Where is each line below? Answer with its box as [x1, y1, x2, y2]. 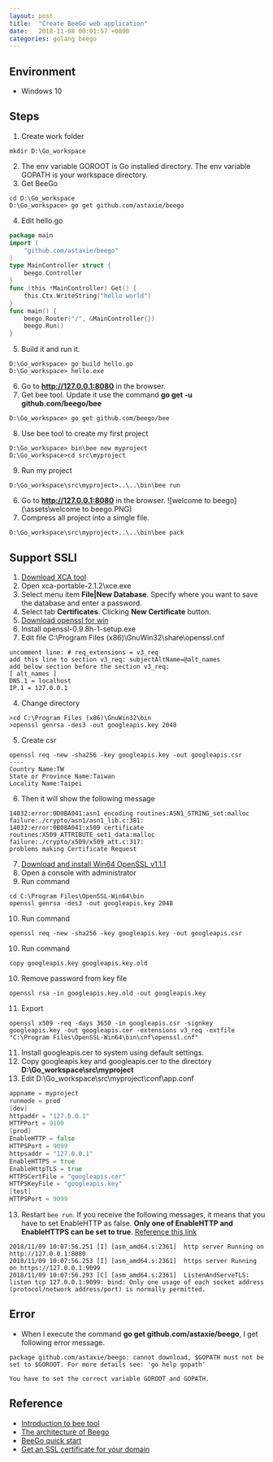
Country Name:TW [9, 765, 64, 773]
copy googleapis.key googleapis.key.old [9, 959, 149, 967]
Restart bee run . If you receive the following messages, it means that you [20, 1210, 266, 1220]
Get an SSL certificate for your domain [20, 1444, 150, 1454]
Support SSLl [9, 550, 77, 565]
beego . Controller [24, 269, 83, 277]
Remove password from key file [20, 973, 128, 983]
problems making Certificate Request [9, 844, 137, 853]
